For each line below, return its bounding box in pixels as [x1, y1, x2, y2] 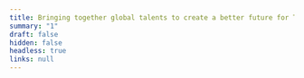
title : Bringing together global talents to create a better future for [9, 13, 290, 22]
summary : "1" [9, 22, 59, 30]
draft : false [9, 30, 59, 39]
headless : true [9, 47, 67, 56]
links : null [9, 55, 54, 64]
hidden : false [9, 38, 63, 48]
